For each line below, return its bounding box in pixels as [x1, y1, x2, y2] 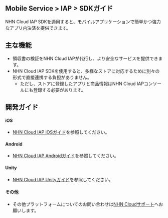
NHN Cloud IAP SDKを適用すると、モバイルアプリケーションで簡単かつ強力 [5, 19, 161, 25]
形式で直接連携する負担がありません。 [12, 74, 92, 80]
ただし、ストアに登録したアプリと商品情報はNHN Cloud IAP [20, 81, 144, 87]
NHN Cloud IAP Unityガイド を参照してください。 [12, 176, 114, 182]
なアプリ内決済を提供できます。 [5, 25, 71, 31]
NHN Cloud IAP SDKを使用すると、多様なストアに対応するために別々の [12, 68, 160, 74]
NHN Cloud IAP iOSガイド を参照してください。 [12, 129, 110, 135]
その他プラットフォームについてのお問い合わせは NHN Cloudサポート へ [12, 201, 159, 207]
